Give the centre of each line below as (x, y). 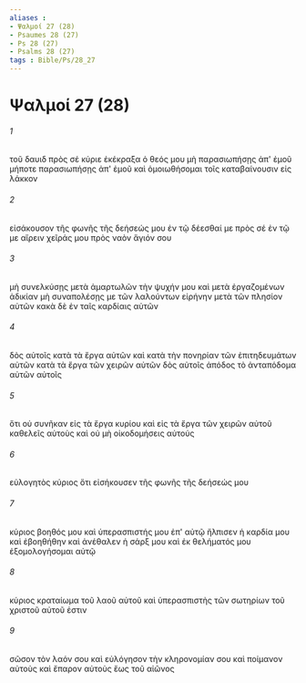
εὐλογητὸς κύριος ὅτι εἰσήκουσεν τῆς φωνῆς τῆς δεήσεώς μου (129, 482)
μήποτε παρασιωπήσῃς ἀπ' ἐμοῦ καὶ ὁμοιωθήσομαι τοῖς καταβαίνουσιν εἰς (151, 169)
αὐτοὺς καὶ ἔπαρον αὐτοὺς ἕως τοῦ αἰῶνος (92, 669)
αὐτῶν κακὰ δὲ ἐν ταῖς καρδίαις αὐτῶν (84, 305)
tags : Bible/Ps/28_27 (52, 60)
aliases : (28, 18)
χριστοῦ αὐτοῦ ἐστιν (48, 610)
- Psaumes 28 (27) (44, 35)
